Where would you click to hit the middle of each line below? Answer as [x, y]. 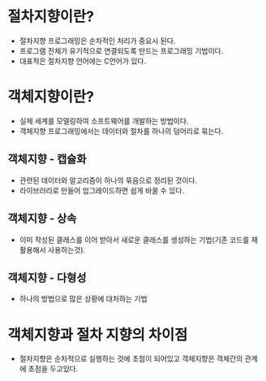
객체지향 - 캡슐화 [47, 159]
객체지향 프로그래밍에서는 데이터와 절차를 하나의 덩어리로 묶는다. [121, 131]
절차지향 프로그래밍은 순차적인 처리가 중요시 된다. [97, 41]
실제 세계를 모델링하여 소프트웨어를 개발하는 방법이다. [104, 121]
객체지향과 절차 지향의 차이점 [98, 335]
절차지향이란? [51, 17]
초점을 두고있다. [53, 369]
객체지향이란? [51, 97]
